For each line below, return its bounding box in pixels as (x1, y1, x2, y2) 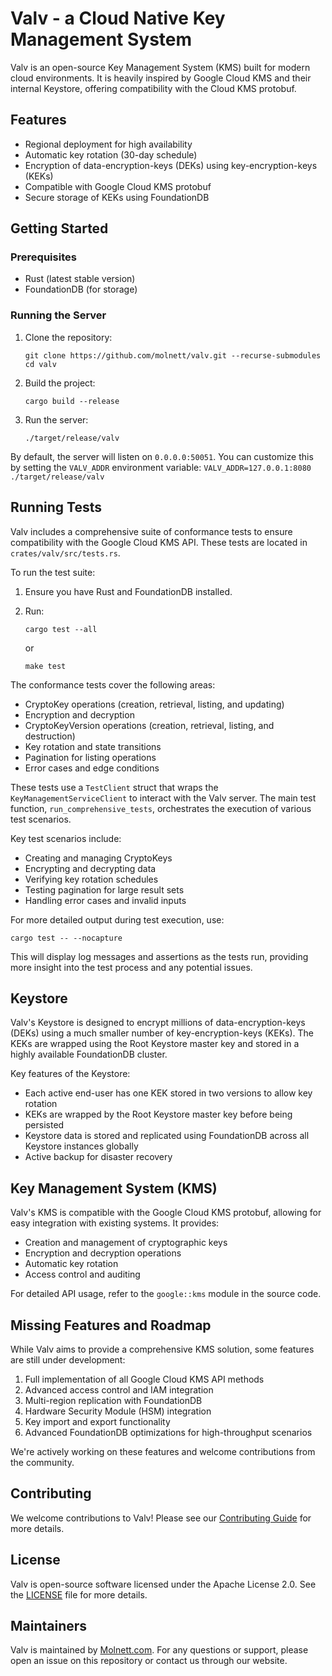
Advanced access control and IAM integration (24, 1383, 214, 1396)
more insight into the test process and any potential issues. (10, 961, 253, 973)
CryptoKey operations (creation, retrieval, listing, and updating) (24, 698, 285, 710)
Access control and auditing (24, 1268, 141, 1281)
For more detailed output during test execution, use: (10, 913, 225, 926)
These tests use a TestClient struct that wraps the (10, 781, 219, 793)
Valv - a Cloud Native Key (10, 7, 226, 30)
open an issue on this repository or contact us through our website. (10, 1655, 288, 1667)
